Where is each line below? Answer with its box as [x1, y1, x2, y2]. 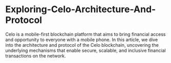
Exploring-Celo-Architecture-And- [5, 4, 156, 15]
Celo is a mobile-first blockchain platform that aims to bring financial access [5, 31, 166, 37]
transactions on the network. [5, 52, 66, 59]
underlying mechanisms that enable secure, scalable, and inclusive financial [5, 47, 166, 53]
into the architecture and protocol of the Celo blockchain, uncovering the [5, 42, 159, 48]
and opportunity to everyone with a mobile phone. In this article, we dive [5, 37, 158, 43]
